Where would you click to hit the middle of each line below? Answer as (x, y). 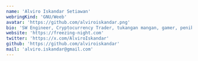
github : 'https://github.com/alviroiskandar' (63, 44)
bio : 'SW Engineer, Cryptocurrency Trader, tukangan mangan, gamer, (92, 28)
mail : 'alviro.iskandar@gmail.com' (50, 49)
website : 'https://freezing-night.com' (55, 33)
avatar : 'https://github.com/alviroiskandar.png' (68, 22)
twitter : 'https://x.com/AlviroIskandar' (58, 38)
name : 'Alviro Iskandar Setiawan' (49, 11)
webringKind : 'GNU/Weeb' (37, 17)
